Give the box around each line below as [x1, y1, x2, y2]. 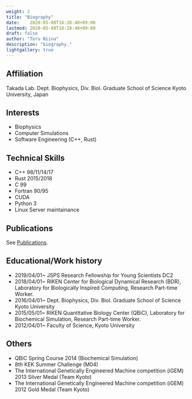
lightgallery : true [6, 47, 54, 53]
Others [6, 339, 32, 349]
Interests [6, 107, 40, 118]
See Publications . [6, 239, 48, 246]
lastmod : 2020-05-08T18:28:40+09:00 [6, 25, 96, 31]
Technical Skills [6, 153, 65, 163]
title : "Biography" [6, 14, 54, 20]
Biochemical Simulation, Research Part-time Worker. [14, 315, 142, 322]
